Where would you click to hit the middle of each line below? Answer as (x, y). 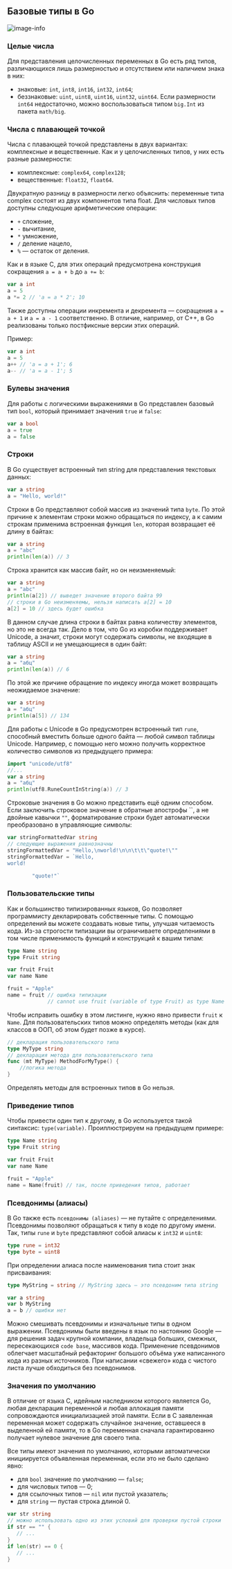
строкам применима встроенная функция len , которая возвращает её (111, 524)
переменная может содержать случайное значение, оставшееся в (107, 1423)
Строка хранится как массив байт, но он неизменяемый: (92, 570)
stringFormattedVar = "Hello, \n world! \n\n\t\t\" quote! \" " (92, 850)
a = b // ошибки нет (37, 1311)
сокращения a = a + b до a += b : (56, 272)
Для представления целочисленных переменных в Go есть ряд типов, (112, 61)
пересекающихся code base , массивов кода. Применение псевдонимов (114, 1346)
